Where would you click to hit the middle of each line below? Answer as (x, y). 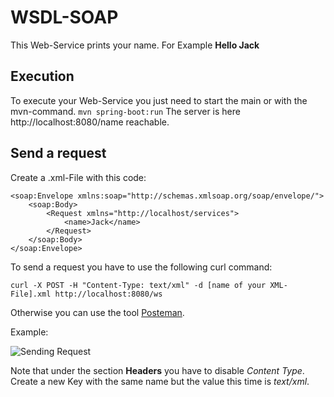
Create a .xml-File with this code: (78, 177)
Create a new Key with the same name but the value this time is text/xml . (160, 381)
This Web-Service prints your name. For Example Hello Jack (135, 45)
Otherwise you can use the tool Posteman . (97, 312)
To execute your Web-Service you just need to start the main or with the (159, 100)
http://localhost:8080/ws (108, 294)
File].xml (31, 294)
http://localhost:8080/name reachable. (90, 122)
